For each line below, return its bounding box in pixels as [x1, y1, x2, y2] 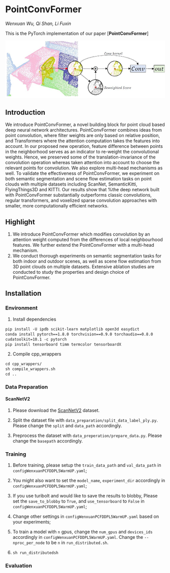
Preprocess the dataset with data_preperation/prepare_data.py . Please [12, 432, 162, 438]
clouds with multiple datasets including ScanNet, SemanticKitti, [5, 181, 138, 187]
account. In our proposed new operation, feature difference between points [5, 143, 163, 149]
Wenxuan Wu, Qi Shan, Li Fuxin [5, 20, 71, 27]
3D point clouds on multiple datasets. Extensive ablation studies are [12, 264, 155, 270]
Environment [5, 304, 38, 311]
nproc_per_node [12, 540, 45, 546]
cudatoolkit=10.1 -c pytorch [5, 336, 67, 342]
